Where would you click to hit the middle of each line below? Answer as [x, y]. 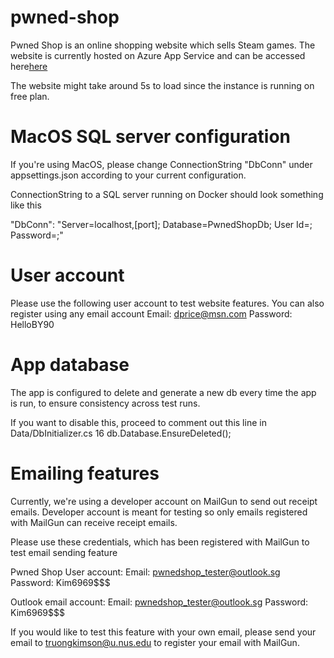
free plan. [30, 96]
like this [26, 205]
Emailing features [85, 473]
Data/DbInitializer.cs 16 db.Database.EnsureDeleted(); [121, 433]
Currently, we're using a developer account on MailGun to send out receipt [164, 501]
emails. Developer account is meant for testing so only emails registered [159, 512]
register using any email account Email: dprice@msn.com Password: [151, 313]
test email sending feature [64, 552]
